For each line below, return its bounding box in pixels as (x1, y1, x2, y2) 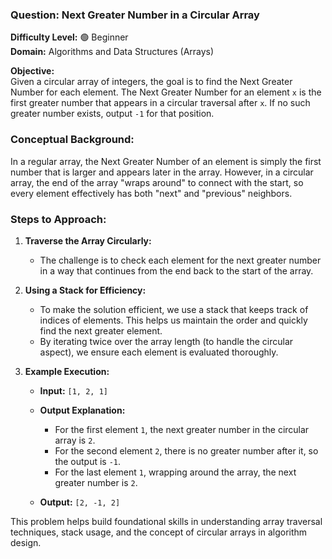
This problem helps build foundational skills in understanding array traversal (10, 515, 323, 527)
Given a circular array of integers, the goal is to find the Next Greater (10, 76, 293, 88)
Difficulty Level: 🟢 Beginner (10, 31, 129, 43)
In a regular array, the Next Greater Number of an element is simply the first (10, 155, 322, 167)
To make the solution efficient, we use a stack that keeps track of (39, 303, 309, 315)
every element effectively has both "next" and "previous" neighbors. (10, 187, 293, 199)
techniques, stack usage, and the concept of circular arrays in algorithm (10, 526, 308, 538)
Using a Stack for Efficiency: (24, 284, 147, 296)
